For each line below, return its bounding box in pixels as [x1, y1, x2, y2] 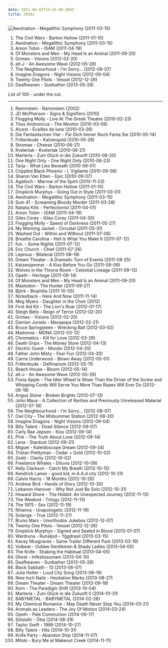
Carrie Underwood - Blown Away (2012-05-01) [15, 355, 110, 361]
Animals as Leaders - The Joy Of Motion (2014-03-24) [15, 606, 126, 612]
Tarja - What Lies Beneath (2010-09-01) [15, 162, 96, 168]
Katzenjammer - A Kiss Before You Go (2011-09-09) [15, 262, 120, 268]
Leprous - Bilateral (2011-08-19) [15, 251, 80, 257]
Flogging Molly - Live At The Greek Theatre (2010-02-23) [15, 116, 132, 122]
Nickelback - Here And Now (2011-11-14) [15, 293, 97, 299]
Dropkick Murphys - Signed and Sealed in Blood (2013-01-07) [15, 528, 140, 534]
